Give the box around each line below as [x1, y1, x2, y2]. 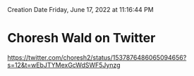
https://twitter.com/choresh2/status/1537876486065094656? [7, 53, 187, 61]
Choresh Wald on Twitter [7, 30, 156, 46]
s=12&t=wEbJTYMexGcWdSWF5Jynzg [7, 61, 121, 69]
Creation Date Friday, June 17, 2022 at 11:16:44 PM [7, 6, 154, 13]
